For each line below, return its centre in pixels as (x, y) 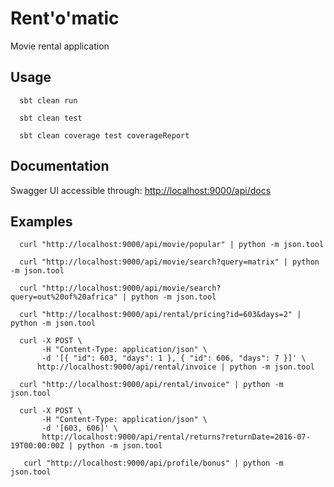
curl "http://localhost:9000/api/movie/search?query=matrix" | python (169, 262)
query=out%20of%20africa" (64, 297)
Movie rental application (60, 46)
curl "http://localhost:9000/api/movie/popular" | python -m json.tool (172, 245)
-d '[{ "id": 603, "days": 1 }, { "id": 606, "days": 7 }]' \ (174, 358)
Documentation (60, 166)
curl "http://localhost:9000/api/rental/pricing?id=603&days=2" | (160, 315)
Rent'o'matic (65, 18)
